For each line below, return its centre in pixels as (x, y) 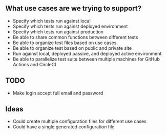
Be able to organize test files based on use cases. (65, 43)
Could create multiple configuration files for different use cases (80, 121)
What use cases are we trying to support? (74, 8)
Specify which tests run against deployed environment (70, 26)
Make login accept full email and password (58, 93)
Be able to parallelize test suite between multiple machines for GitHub (86, 59)
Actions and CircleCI (34, 64)
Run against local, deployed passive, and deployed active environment (87, 53)
